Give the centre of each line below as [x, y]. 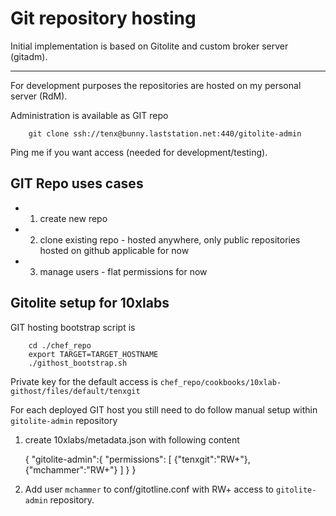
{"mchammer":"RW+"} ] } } [80, 469]
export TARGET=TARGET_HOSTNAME [93, 354]
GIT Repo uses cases [77, 183]
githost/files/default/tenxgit [75, 391]
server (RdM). [39, 96]
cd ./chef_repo [60, 345]
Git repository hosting [103, 18]
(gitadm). [29, 56]
